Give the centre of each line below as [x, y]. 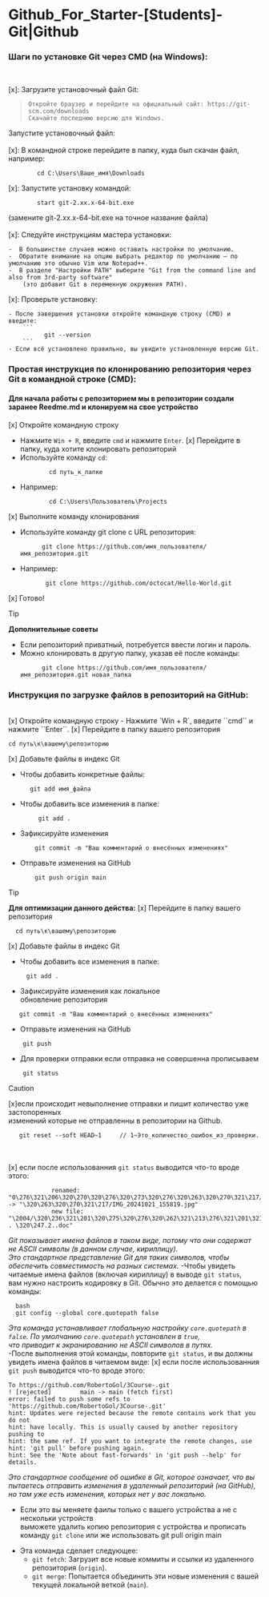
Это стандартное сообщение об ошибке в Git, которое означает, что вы [132, 1477]
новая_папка [112, 674]
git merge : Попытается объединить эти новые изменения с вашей [145, 1576]
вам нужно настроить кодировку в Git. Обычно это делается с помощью [133, 1282]
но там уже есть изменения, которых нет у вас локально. [107, 1494]
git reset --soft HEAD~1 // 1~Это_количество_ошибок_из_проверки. [139, 1135]
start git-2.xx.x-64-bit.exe [86, 203]
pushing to [26, 1434]
